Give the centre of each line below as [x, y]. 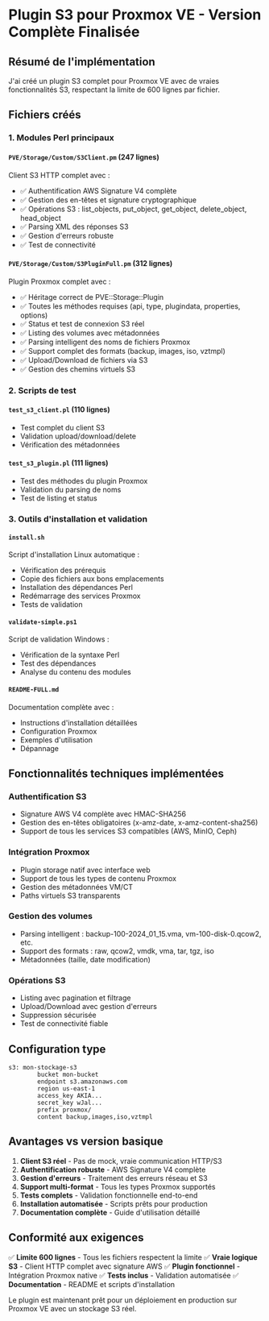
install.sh [27, 538]
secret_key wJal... [70, 1103]
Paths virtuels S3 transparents [70, 895]
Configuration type [57, 1049]
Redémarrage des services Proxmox [80, 596]
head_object [41, 218]
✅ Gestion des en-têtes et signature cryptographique [108, 200]
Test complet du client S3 [62, 427]
